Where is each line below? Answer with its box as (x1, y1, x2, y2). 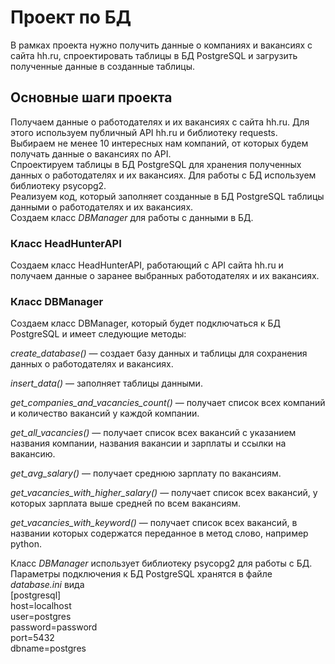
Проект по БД (10, 6, 132, 29)
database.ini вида (10, 579, 85, 591)
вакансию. (10, 448, 56, 460)
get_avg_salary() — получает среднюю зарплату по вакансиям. (10, 467, 282, 480)
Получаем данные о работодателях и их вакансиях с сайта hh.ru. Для (10, 116, 310, 128)
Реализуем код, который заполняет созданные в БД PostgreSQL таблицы (10, 190, 325, 202)
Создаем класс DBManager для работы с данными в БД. (10, 211, 254, 223)
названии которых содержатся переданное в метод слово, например (10, 527, 309, 540)
